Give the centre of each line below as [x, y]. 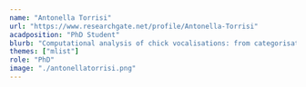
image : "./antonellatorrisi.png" [73, 69]
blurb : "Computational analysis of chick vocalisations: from [130, 43]
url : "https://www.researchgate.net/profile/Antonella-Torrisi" [134, 26]
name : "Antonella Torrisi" [61, 18]
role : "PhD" [32, 60]
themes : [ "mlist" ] [44, 52]
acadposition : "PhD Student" [65, 34]
